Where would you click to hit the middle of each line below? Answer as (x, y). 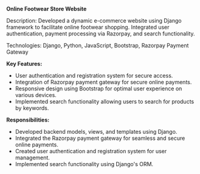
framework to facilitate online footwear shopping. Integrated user (88, 27)
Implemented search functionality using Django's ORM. (84, 164)
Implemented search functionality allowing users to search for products (105, 101)
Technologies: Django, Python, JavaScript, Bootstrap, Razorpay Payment (98, 45)
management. (33, 158)
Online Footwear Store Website (47, 9)
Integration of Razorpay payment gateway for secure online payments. (103, 82)
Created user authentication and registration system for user (91, 151)
